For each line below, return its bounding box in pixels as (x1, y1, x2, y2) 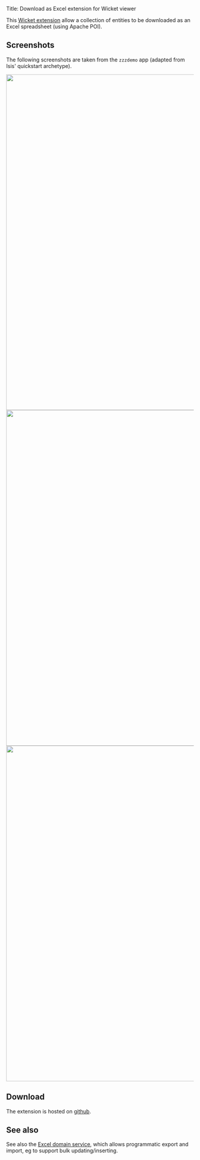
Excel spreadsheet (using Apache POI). (6, 23, 102, 30)
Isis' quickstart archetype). (6, 62, 72, 69)
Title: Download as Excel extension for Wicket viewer (6, 5, 136, 12)
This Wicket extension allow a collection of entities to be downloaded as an (6, 17, 190, 23)
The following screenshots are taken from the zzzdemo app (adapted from (6, 56, 186, 63)
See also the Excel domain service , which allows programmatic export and (6, 1141, 189, 1148)
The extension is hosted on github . (6, 1107, 91, 1115)
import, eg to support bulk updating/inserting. (6, 1147, 118, 1154)
